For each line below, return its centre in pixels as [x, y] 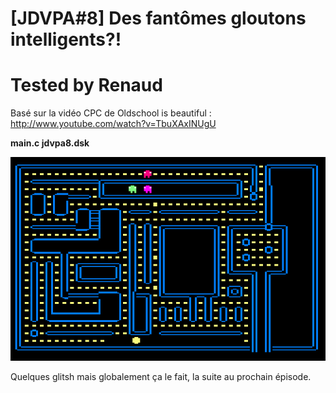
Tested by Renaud [86, 85]
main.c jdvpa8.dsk [50, 143]
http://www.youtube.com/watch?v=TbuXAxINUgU [113, 124]
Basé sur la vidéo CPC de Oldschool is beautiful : [111, 113]
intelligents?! [66, 39]
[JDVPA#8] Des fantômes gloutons [158, 18]
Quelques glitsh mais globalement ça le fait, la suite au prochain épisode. [161, 376]
